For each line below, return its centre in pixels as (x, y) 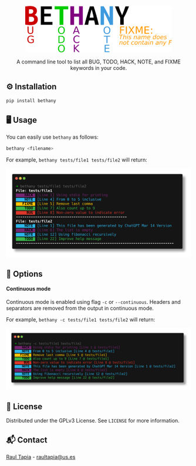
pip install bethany (31, 101)
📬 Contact (27, 440)
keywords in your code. (99, 68)
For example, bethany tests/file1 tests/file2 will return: (77, 160)
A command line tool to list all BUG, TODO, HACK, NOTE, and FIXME (99, 62)
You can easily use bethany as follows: (52, 137)
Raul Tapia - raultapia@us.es (41, 457)
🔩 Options (24, 274)
